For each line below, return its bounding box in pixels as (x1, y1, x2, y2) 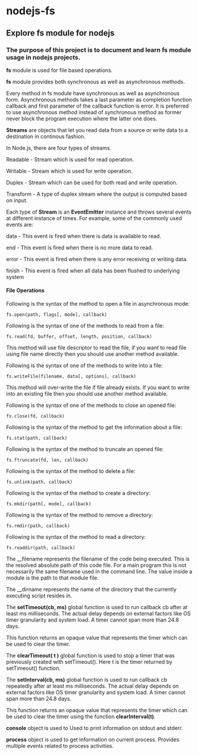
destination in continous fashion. (6, 133, 86, 140)
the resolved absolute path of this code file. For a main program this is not (6, 562, 187, 569)
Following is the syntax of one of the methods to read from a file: (6, 322, 164, 330)
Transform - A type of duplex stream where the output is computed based (6, 190, 187, 198)
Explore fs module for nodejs (6, 28, 114, 38)
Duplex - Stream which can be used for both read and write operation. (6, 178, 178, 186)
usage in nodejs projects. (6, 53, 81, 61)
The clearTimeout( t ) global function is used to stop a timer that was (6, 652, 175, 659)
